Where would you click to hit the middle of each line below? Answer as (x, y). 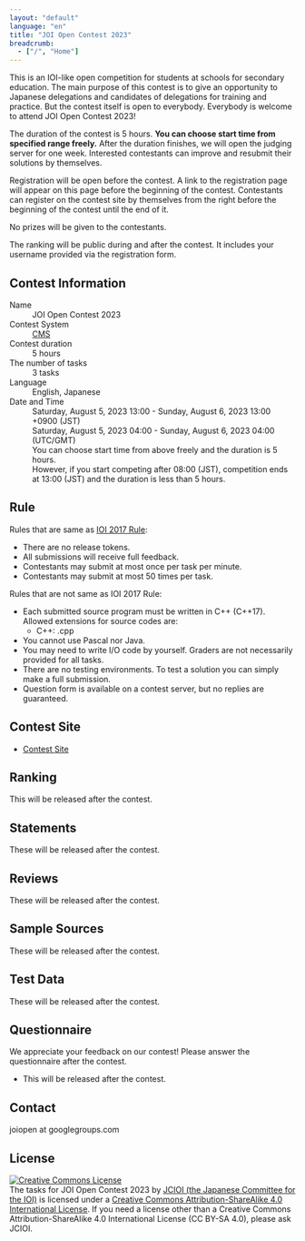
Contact (33, 1108)
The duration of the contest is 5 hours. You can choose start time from (143, 134)
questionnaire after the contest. (68, 1062)
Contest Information (68, 283)
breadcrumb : (32, 43)
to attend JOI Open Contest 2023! (73, 116)
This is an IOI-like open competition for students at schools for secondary (147, 77)
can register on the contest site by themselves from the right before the (143, 200)
